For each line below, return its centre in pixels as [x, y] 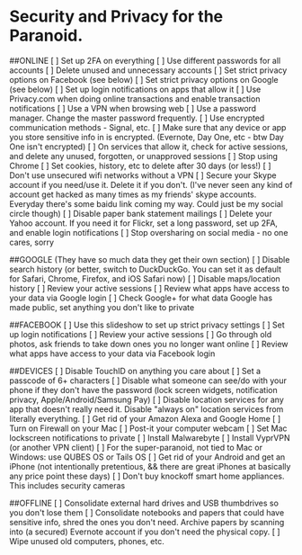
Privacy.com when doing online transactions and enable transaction [135, 98]
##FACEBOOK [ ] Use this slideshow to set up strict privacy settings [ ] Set [147, 325]
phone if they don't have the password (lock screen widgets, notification [143, 389]
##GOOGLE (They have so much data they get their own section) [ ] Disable [150, 259]
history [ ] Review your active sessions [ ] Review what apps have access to [150, 288]
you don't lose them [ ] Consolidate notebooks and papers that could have [147, 512]
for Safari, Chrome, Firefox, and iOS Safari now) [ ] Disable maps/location [145, 278]
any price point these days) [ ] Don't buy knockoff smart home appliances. [147, 476]
